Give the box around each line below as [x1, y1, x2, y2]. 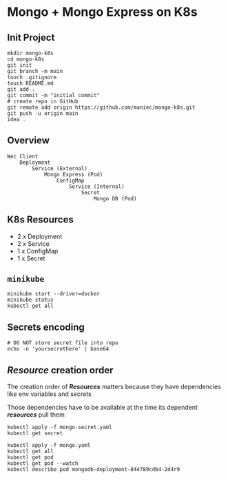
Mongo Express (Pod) [43, 171, 103, 178]
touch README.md [7, 80, 54, 87]
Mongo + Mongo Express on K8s [7, 4, 198, 20]
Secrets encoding [7, 321, 85, 333]
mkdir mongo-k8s [7, 50, 54, 56]
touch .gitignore [7, 74, 57, 81]
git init [7, 62, 32, 69]
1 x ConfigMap [17, 247, 59, 255]
